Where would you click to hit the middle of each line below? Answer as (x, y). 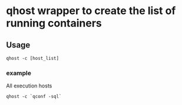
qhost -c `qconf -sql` (34, 97)
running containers (54, 23)
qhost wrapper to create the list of (91, 11)
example (19, 73)
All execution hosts (29, 86)
